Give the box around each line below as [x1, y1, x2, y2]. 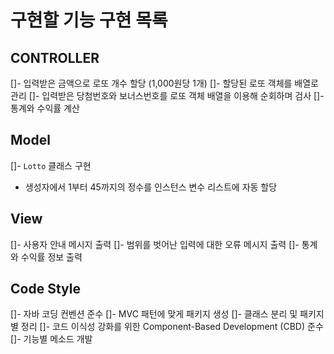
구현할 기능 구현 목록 [10, 9, 168, 32]
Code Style [10, 281, 81, 298]
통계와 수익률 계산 [10, 102, 80, 114]
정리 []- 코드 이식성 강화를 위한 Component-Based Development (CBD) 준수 [20, 321, 324, 333]
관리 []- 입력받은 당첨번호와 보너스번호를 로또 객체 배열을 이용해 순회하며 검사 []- [10, 90, 325, 101]
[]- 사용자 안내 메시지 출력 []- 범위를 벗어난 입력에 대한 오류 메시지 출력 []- [10, 238, 300, 250]
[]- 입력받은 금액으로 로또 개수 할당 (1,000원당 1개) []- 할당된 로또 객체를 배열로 [10, 77, 319, 89]
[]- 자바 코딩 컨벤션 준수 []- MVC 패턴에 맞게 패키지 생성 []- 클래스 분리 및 [10, 308, 298, 320]
